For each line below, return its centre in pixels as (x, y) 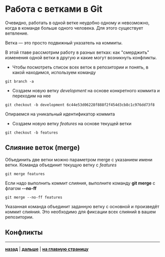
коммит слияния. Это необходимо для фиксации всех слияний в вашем (81, 212)
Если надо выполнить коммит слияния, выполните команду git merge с (80, 183)
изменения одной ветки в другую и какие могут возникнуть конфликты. (81, 57)
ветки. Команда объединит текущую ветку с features (61, 165)
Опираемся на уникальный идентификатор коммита (60, 114)
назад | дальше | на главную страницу (47, 249)
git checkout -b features (31, 132)
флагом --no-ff (21, 188)
